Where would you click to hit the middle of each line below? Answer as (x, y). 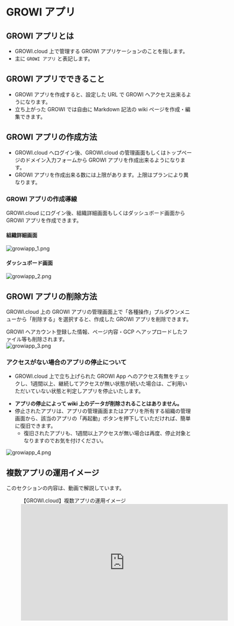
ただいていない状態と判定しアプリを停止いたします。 (79, 391)
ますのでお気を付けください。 (70, 441)
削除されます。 (50, 339)
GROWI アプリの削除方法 (52, 296)
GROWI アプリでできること (56, 79)
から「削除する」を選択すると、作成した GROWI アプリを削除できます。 (104, 319)
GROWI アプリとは (40, 36)
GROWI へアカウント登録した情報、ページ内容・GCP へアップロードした (94, 332)
